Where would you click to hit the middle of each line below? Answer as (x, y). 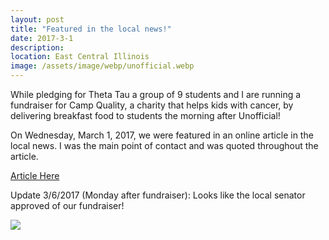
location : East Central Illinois (80, 57)
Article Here (35, 175)
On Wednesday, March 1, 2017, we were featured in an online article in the (162, 135)
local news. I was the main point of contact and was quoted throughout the (164, 145)
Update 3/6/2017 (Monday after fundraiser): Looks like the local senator (158, 195)
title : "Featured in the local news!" (91, 29)
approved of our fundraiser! (67, 205)
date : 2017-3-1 (42, 38)
